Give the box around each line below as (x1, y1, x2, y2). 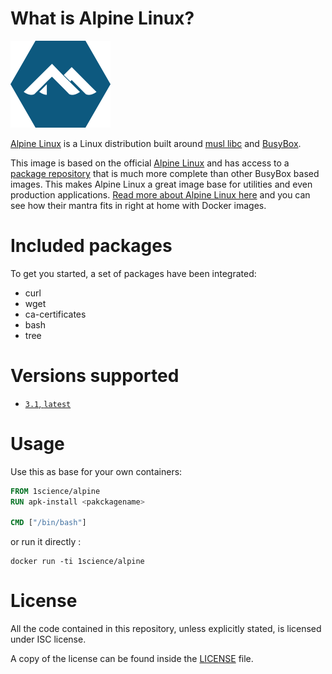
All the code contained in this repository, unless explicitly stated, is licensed (10, 623, 322, 635)
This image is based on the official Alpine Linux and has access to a (10, 157, 290, 169)
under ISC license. (10, 633, 87, 646)
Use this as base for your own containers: (10, 465, 183, 477)
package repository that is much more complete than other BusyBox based (10, 167, 320, 179)
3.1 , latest (24, 397, 72, 409)
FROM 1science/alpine (10, 486, 101, 496)
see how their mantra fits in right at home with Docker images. (10, 199, 267, 211)
